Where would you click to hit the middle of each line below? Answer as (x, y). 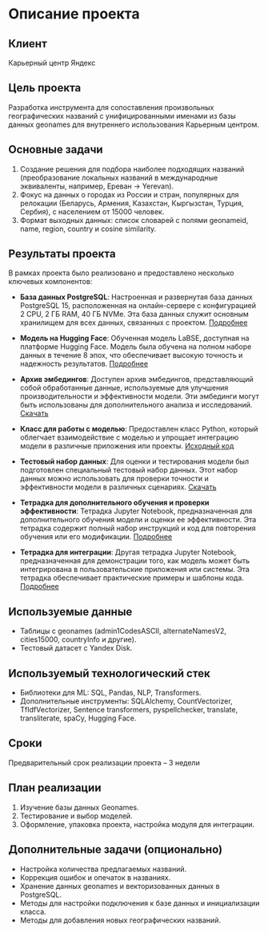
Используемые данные (70, 612)
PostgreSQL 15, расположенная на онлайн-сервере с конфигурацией (138, 306)
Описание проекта (74, 14)
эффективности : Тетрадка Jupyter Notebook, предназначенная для (136, 511)
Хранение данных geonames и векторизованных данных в (120, 886)
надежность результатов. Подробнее (84, 364)
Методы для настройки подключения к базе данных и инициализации (140, 903)
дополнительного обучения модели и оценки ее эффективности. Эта (138, 520)
